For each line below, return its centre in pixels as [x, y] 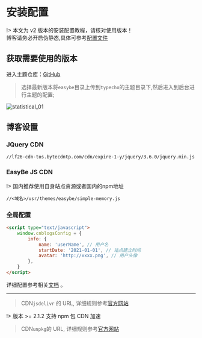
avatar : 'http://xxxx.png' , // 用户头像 [88, 256]
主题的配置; [41, 95]
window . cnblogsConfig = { [50, 233]
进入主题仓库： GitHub [33, 74]
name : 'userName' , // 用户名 [73, 245]
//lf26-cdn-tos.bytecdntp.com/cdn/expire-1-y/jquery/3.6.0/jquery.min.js [101, 157]
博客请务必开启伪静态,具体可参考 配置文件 [57, 37]
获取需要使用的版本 [42, 59]
